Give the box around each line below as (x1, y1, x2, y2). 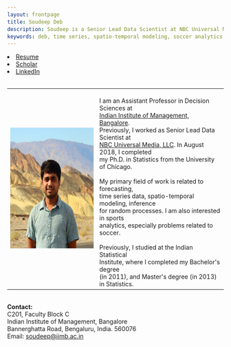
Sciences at (99, 104, 133, 112)
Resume (16, 52, 39, 61)
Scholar (16, 60, 38, 68)
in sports (99, 214, 124, 222)
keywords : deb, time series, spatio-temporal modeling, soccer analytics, (7, 33, 226, 40)
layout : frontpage (7, 11, 60, 18)
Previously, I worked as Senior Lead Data (99, 126, 215, 134)
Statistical (99, 250, 127, 259)
